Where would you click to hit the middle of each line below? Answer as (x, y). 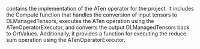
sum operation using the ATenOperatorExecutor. (66, 40)
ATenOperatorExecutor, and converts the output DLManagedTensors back (98, 27)
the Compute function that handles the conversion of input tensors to (92, 15)
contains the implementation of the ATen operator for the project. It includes (100, 9)
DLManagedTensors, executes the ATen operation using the (80, 21)
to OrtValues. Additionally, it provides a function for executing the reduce (96, 34)
